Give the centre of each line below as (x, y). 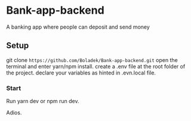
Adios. (14, 113)
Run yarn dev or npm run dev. (43, 101)
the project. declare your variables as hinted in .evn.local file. (81, 73)
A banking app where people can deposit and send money (78, 27)
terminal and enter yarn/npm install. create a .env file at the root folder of (96, 66)
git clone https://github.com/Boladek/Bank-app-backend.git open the (92, 60)
